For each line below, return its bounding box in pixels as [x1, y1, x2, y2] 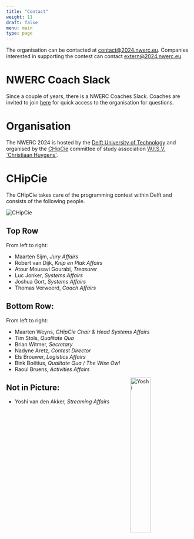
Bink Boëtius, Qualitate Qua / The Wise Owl [14, 359, 121, 366]
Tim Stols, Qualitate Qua [14, 334, 75, 341]
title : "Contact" [6, 8, 49, 15]
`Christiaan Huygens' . [6, 151, 58, 159]
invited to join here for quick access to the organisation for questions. [6, 99, 175, 106]
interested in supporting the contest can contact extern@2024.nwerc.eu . [6, 53, 183, 60]
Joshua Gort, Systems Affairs [14, 278, 86, 285]
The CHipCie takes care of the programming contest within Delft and [6, 191, 172, 198]
